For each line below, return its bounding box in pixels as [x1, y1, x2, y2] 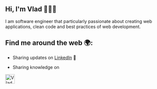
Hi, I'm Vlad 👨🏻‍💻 [5, 5, 57, 13]
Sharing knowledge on [12, 64, 59, 70]
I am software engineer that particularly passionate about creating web [5, 18, 152, 24]
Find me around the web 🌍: [5, 38, 93, 47]
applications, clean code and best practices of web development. [5, 23, 141, 29]
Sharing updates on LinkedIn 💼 [12, 54, 76, 60]
